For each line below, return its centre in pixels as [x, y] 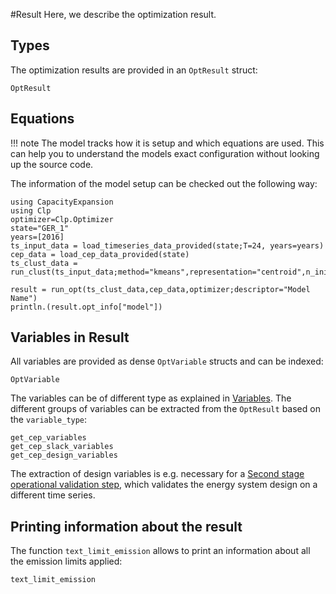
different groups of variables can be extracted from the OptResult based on [165, 409]
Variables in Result [70, 337]
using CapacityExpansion [62, 202]
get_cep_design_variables [64, 455]
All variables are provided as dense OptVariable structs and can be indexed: [167, 361]
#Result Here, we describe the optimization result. [113, 14]
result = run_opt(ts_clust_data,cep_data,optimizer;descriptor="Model [160, 289]
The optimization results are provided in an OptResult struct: [134, 70]
